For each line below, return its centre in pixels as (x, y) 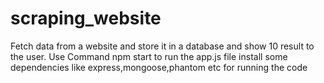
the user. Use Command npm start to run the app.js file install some (149, 56)
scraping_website (86, 18)
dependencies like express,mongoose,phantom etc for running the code (159, 67)
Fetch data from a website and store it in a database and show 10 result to (162, 46)
